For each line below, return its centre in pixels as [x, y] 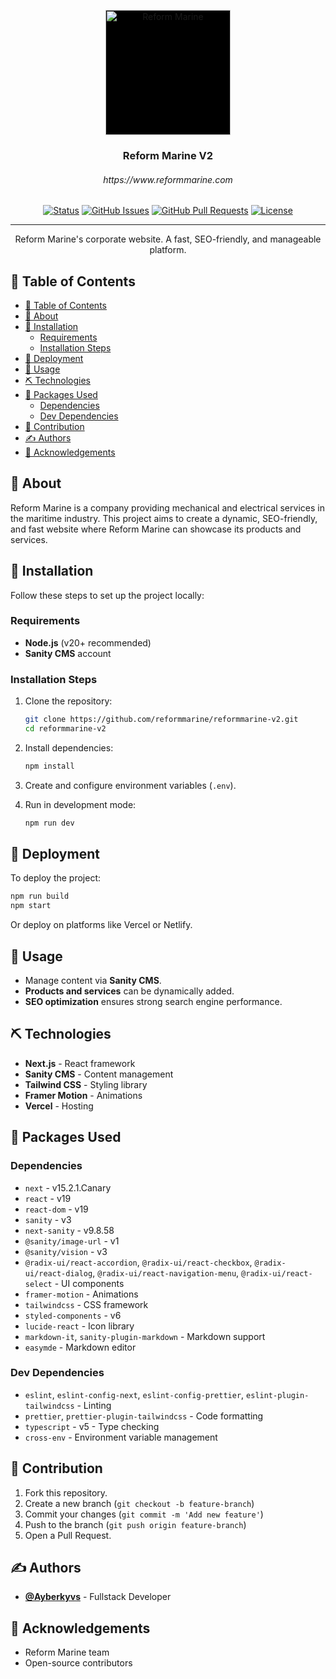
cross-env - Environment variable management [121, 1437]
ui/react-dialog [58, 1273]
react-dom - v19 [56, 1209]
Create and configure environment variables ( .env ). [130, 785]
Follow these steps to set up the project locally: [107, 595]
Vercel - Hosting [59, 1106]
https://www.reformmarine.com [168, 179]
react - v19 [48, 1198]
